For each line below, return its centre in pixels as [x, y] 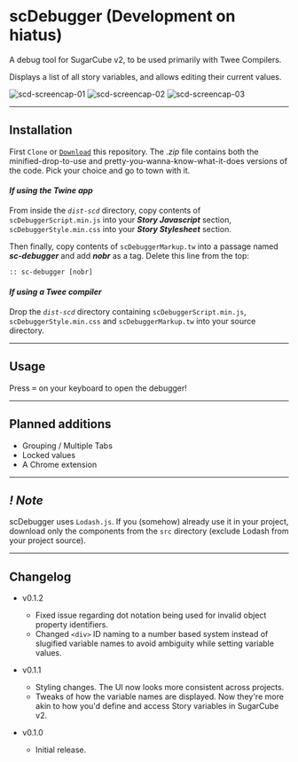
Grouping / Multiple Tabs [67, 446]
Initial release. [61, 750]
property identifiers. [72, 625]
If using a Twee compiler [55, 292]
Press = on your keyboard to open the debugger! [98, 388]
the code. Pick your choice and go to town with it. [100, 170]
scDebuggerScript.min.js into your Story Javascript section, [121, 220]
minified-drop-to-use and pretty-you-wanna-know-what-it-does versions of [149, 160]
